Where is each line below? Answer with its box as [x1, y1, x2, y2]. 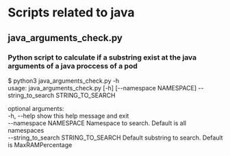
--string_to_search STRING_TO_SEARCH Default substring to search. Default [8, 133, 223, 142]
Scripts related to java [8, 5, 136, 21]
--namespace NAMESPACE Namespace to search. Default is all [8, 118, 187, 127]
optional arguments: [8, 104, 64, 112]
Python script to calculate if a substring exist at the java [8, 53, 197, 62]
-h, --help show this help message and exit [8, 112, 129, 120]
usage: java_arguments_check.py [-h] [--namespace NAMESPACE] [8, 83, 197, 92]
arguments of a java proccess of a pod [8, 61, 138, 70]
